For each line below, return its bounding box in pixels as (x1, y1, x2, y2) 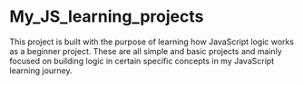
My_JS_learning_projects (9, 6, 204, 27)
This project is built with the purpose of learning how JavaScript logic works (9, 36, 295, 47)
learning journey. (9, 65, 73, 76)
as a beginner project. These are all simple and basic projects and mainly (9, 45, 283, 56)
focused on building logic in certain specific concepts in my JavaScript (9, 55, 275, 66)
